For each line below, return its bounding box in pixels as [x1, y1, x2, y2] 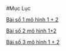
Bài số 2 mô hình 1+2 [6, 27, 57, 34]
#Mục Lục [6, 5, 31, 12]
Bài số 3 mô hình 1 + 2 [6, 39, 60, 45]
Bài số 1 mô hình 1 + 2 [6, 16, 59, 23]
